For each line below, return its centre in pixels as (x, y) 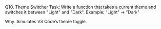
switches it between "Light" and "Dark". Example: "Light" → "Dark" (72, 12)
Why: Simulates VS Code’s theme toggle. (46, 22)
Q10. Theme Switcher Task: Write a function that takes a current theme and (80, 7)
